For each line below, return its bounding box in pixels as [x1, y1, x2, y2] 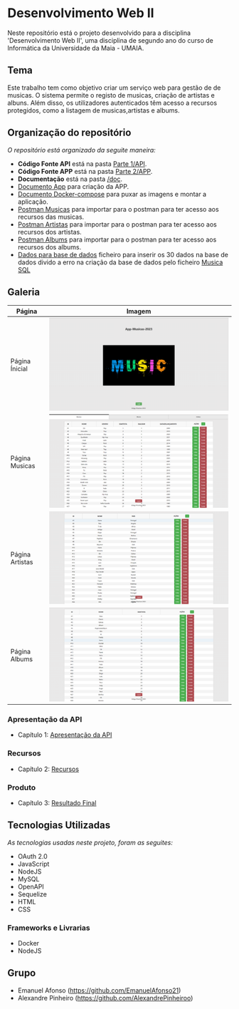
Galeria [7, 286, 41, 298]
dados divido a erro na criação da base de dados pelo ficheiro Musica [17, 258, 223, 267]
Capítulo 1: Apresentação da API [17, 730, 112, 739]
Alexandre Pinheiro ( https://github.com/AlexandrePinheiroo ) [17, 993, 193, 1002]
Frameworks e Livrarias [7, 923, 90, 933]
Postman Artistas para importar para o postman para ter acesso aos [17, 219, 217, 229]
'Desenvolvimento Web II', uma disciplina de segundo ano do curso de [7, 36, 213, 44]
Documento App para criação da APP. [17, 182, 129, 190]
